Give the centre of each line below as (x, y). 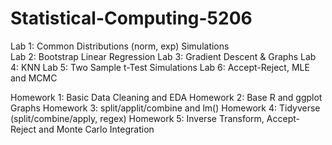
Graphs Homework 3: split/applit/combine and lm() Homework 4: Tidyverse (165, 108)
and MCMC (34, 78)
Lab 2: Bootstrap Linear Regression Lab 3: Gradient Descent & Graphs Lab (163, 56)
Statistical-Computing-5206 (131, 18)
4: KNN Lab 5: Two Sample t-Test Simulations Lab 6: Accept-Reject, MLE (160, 67)
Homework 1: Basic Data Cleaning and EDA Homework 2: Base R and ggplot (166, 97)
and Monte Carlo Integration (96, 129)
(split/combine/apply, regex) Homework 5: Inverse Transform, (137, 118)
